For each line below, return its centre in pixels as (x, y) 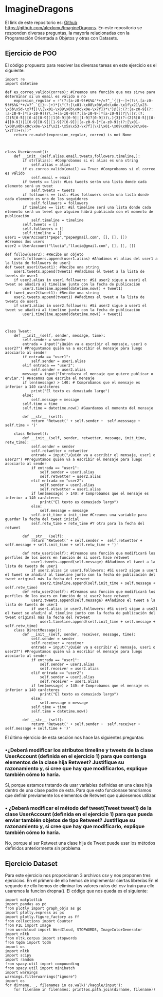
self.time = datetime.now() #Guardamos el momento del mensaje (88, 408)
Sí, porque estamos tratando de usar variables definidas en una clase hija (79, 785)
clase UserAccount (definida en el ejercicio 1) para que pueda (79, 814)
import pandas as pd (26, 904)
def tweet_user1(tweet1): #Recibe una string (52, 267)
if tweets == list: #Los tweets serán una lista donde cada (85, 182)
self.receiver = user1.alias (69, 681)
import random (19, 960)
